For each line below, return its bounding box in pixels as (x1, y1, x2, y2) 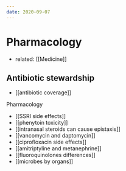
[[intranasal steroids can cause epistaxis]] (15, 125, 121, 133)
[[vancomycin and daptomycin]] (15, 132, 96, 139)
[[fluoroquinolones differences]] (15, 152, 96, 159)
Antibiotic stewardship (6, 72, 95, 83)
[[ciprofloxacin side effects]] (15, 138, 87, 146)
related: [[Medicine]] (15, 55, 67, 63)
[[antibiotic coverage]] (15, 89, 72, 96)
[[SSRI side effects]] (15, 113, 66, 120)
